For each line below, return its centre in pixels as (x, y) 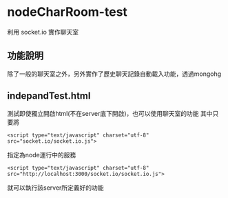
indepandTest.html (49, 96)
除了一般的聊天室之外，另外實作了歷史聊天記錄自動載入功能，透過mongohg (114, 74)
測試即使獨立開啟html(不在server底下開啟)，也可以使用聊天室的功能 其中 (110, 113)
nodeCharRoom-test (67, 12)
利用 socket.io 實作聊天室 (43, 32)
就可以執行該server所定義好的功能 (56, 188)
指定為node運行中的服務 (42, 155)
